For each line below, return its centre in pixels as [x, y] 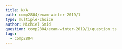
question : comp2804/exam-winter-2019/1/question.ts [61, 29]
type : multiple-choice [29, 19]
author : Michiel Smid [28, 24]
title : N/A [17, 10]
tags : [11, 34]
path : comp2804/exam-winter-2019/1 [43, 15]
